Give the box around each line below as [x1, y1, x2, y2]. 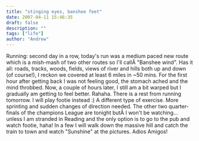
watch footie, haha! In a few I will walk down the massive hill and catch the [6, 122, 188, 129]
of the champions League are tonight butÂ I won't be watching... [20, 109, 178, 116]
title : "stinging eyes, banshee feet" [6, 8, 102, 15]
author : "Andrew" [6, 36, 49, 42]
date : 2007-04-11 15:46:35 [6, 14, 73, 20]
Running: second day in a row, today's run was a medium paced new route [6, 53, 189, 59]
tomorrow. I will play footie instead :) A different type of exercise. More [6, 97, 179, 104]
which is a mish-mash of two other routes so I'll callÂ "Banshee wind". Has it [6, 59, 193, 66]
